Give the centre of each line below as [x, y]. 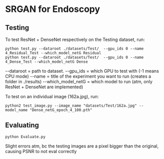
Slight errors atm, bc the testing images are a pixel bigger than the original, [82, 146]
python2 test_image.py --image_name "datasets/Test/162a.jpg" [71, 106]
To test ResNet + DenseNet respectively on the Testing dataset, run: [75, 39]
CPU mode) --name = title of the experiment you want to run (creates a [78, 76]
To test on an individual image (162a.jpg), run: [52, 96]
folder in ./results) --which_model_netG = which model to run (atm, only [79, 81]
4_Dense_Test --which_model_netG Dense [47, 62]
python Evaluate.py [25, 137]
